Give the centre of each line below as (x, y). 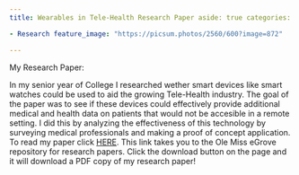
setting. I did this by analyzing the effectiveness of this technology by (138, 123)
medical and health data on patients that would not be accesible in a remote (149, 113)
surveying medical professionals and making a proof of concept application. (150, 132)
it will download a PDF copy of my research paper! (102, 161)
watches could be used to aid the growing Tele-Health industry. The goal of (149, 94)
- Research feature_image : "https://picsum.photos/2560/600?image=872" (146, 34)
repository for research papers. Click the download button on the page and (148, 151)
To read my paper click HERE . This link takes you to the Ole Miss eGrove (143, 142)
